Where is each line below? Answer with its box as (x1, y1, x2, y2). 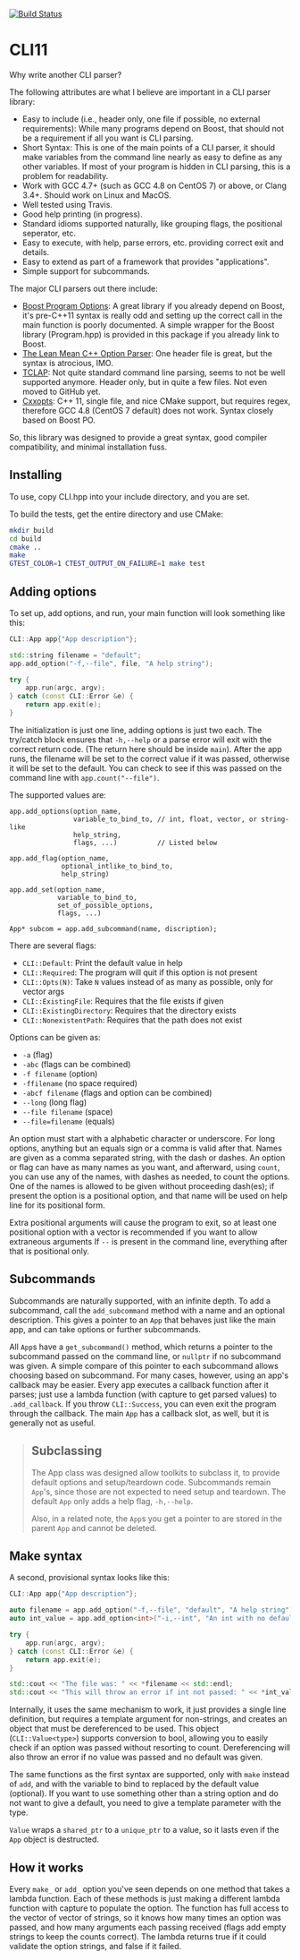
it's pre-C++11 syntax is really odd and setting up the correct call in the (21, 310, 283, 321)
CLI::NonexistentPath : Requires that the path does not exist (21, 1014, 243, 1025)
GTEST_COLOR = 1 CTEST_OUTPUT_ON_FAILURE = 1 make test (9, 560, 205, 569)
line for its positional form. (9, 1200, 105, 1211)
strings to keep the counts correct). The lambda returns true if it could (9, 1930, 267, 1942)
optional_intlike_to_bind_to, (61, 861, 174, 870)
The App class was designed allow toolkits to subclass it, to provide (30, 1467, 280, 1477)
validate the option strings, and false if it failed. (9, 1940, 182, 1951)
